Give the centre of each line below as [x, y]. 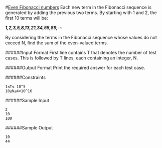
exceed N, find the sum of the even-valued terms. [57, 43]
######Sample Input [27, 100]
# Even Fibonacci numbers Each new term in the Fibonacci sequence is [78, 7]
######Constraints [26, 77]
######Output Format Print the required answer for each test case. [75, 68]
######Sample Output [29, 128]
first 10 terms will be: [27, 18]
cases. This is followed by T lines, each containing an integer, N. [71, 58]
